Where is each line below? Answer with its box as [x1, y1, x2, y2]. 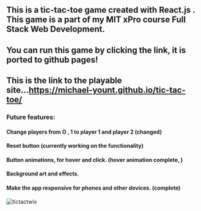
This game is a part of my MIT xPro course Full [6, 15, 186, 25]
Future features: [6, 113, 56, 121]
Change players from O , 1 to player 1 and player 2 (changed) [6, 128, 162, 136]
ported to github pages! [6, 55, 98, 65]
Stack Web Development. [6, 24, 105, 34]
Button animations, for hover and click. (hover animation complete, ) [6, 156, 183, 163]
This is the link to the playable [6, 75, 122, 86]
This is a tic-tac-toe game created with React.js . [6, 5, 196, 15]
